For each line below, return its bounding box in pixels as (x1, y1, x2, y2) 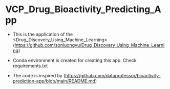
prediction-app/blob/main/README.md (12, 78, 96, 84)
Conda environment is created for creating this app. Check (12, 57, 137, 63)
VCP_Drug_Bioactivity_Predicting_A (5, 4, 161, 15)
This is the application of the (12, 31, 73, 37)
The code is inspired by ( (12, 72, 66, 78)
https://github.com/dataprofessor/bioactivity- (65, 72, 161, 78)
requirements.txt (12, 63, 48, 69)
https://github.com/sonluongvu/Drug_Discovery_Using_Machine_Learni (14, 42, 165, 48)
